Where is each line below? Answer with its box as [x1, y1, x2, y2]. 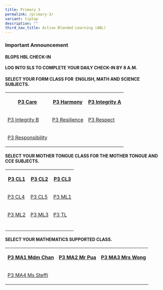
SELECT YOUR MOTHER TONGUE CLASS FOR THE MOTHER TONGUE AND [5, 153, 158, 159]
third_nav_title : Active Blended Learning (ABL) [5, 26, 106, 30]
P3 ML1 [53, 193, 72, 200]
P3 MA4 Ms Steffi [7, 271, 48, 278]
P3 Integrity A [88, 99, 121, 106]
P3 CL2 [31, 175, 48, 182]
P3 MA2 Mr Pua [58, 254, 96, 261]
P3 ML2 [7, 211, 26, 218]
